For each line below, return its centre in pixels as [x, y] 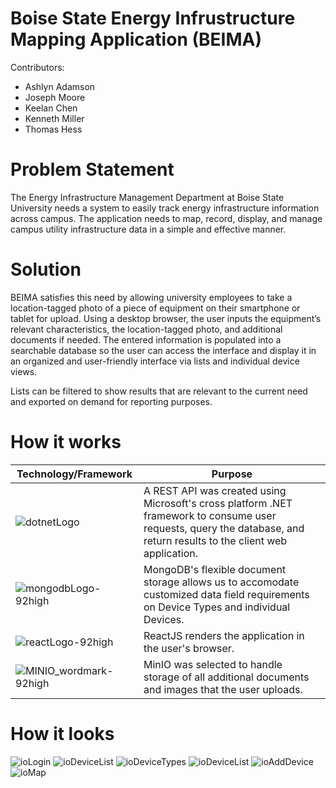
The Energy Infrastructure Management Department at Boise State [147, 197]
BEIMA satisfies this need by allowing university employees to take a [151, 297]
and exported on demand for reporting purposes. [111, 401]
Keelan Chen [51, 108]
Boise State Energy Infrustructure [153, 18]
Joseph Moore [55, 97]
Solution [46, 269]
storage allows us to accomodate [221, 582]
